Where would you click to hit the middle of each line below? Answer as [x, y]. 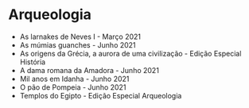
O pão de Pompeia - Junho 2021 [73, 87]
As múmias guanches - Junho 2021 [78, 44]
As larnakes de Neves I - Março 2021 [80, 37]
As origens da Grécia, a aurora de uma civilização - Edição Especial [130, 53]
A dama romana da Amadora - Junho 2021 [89, 70]
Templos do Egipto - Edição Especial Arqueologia [101, 95]
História [33, 62]
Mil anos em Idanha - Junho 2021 [74, 79]
